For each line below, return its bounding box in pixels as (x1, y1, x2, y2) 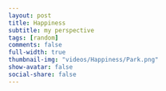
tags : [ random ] (8, 33, 59, 42)
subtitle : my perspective (8, 26, 94, 34)
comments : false (8, 41, 62, 49)
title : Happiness (8, 19, 66, 27)
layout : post (8, 11, 52, 20)
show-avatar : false (8, 63, 73, 71)
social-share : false (8, 70, 77, 78)
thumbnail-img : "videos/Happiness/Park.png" (8, 56, 159, 64)
